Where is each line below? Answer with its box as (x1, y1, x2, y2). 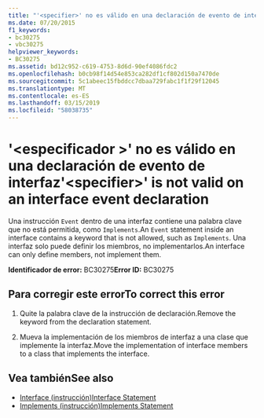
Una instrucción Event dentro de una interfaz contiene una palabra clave (8, 216, 242, 225)
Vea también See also (8, 372, 114, 385)
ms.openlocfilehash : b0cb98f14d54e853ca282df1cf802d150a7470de (8, 70, 220, 78)
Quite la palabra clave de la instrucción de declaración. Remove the (19, 308, 236, 318)
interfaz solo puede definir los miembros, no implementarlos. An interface (8, 241, 245, 251)
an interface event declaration (8, 190, 210, 208)
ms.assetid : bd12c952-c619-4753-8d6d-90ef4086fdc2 (8, 63, 178, 71)
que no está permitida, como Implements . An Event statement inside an (8, 225, 234, 234)
